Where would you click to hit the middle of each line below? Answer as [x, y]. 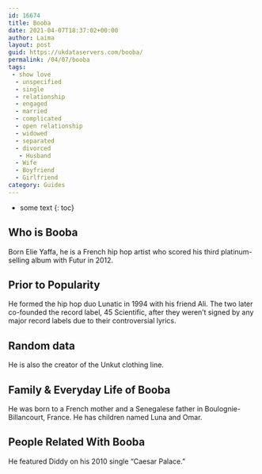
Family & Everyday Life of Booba [89, 390]
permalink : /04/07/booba [49, 60]
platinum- [236, 251]
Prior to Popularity [54, 285]
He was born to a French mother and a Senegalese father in [106, 409]
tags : [17, 67]
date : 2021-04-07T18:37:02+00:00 [63, 30]
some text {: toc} [47, 208]
